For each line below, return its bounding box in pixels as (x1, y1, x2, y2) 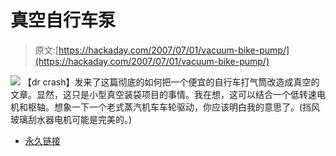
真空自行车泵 (10, 9, 117, 32)
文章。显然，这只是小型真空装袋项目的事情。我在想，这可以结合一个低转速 (10, 88, 317, 100)
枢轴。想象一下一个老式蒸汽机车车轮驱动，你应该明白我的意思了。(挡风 (27, 101, 321, 113)
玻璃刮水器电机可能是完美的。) (10, 113, 133, 125)
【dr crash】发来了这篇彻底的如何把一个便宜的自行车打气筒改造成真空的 (22, 76, 320, 88)
